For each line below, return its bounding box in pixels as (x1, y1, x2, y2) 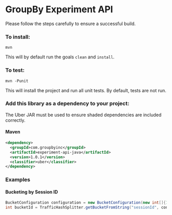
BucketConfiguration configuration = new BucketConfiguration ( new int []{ (5, 200, 166, 205)
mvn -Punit (5, 78, 29, 83)
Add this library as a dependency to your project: (5, 100, 130, 107)
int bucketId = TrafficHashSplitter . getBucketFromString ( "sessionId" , (5, 205, 159, 210)
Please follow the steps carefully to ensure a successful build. (5, 20, 136, 27)
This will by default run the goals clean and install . (5, 54, 115, 60)
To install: (5, 33, 31, 40)
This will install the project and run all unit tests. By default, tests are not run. (5, 87, 166, 93)
